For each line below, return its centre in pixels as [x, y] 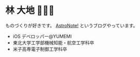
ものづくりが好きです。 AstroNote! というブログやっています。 [72, 25]
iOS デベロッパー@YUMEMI [42, 36]
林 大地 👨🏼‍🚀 [30, 10]
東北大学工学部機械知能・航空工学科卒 [53, 42]
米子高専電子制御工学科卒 [40, 49]
